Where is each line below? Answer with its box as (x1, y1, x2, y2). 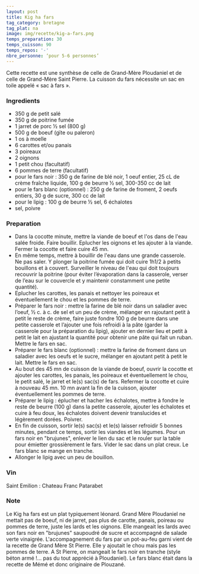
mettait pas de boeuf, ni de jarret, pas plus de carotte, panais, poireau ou (6, 516, 184, 524)
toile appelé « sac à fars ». (6, 81, 71, 89)
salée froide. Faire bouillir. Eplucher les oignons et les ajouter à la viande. (14, 239, 193, 246)
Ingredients (6, 96, 40, 104)
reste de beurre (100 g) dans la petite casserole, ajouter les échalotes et (14, 403, 191, 410)
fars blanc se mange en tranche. (14, 448, 94, 455)
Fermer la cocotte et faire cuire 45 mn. (14, 246, 109, 253)
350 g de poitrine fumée (14, 116, 74, 123)
